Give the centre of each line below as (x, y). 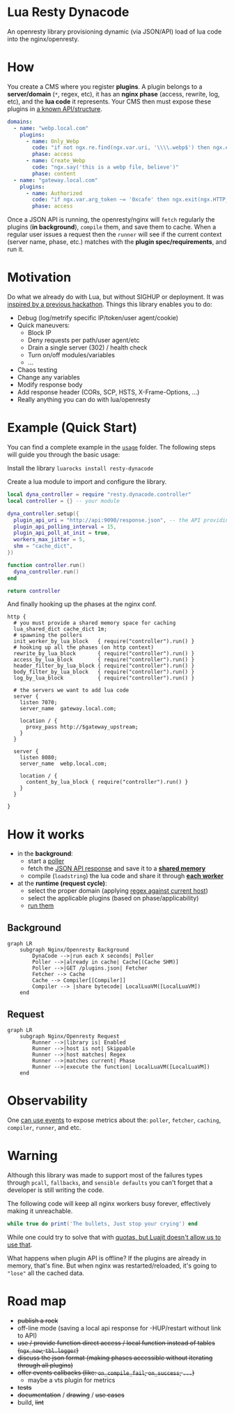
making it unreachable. (40, 1211)
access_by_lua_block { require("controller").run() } (104, 660)
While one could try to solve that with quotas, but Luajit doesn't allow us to (114, 1237)
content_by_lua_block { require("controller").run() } (107, 782)
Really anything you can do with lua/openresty (84, 400)
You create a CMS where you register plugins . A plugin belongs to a (105, 86)
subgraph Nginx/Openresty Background (75, 950)
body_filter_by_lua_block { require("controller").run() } (104, 672)
